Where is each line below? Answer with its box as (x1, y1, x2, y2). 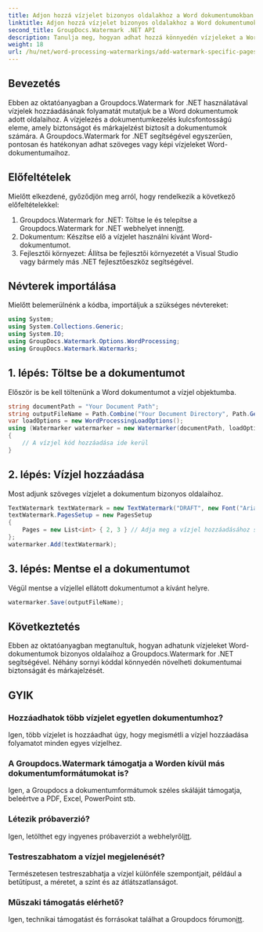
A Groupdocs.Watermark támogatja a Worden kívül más (8, 758, 225, 769)
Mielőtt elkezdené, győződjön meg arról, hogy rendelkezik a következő (8, 192, 236, 201)
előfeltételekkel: (8, 199, 59, 209)
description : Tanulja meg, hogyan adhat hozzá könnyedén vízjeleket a (8, 33, 243, 42)
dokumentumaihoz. (8, 148, 70, 157)
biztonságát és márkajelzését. (8, 666, 105, 675)
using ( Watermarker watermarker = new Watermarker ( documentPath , (8, 425, 225, 433)
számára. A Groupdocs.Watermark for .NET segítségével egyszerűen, (8, 131, 233, 141)
